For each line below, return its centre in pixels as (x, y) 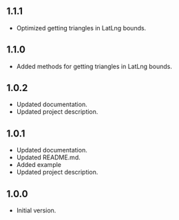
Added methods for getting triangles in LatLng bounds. (94, 66)
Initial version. (36, 210)
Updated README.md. (48, 157)
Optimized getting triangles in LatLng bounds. (81, 28)
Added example (39, 165)
